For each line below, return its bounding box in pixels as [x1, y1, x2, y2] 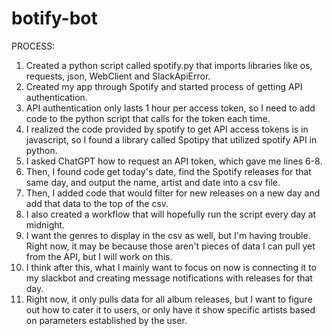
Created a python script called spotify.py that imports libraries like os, [25, 59, 313, 71]
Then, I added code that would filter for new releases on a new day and [25, 187, 321, 199]
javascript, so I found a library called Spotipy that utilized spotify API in [25, 133, 318, 146]
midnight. [25, 218, 66, 231]
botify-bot [11, 7, 98, 30]
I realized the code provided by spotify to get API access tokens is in [25, 123, 309, 135]
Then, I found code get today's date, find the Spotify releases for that [25, 165, 312, 177]
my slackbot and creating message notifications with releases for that [25, 272, 313, 284]
